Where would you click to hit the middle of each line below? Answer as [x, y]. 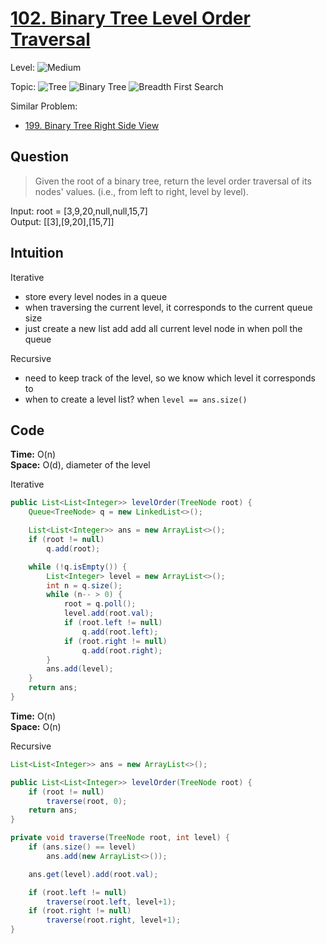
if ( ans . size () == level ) [82, 847]
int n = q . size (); [84, 585]
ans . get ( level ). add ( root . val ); [93, 874]
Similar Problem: [44, 106]
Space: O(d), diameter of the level [80, 465]
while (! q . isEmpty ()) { [78, 567]
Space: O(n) [36, 726]
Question [39, 157]
